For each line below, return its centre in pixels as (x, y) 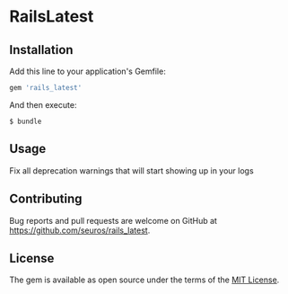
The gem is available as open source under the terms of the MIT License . (144, 280)
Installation (41, 50)
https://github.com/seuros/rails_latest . (80, 230)
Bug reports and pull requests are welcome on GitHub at (113, 220)
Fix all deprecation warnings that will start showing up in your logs (131, 170)
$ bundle (26, 121)
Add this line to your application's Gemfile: (87, 71)
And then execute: (43, 104)
